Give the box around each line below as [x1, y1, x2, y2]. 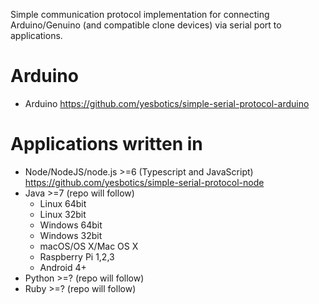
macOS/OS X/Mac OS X [39, 240, 139, 252]
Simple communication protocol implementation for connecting [10, 9, 270, 20]
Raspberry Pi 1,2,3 [39, 250, 115, 263]
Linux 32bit [39, 208, 87, 220]
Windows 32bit [39, 229, 103, 241]
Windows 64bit [39, 219, 103, 231]
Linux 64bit [39, 197, 87, 209]
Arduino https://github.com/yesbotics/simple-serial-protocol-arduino [24, 97, 310, 109]
